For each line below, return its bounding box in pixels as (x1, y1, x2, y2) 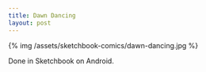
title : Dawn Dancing (8, 11, 77, 20)
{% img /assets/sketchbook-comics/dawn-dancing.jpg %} (8, 40, 199, 50)
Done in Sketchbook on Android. (8, 56, 115, 66)
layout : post (8, 19, 51, 27)
